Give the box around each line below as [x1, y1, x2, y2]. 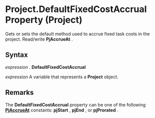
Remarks [5, 88, 34, 97]
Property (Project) [5, 14, 83, 26]
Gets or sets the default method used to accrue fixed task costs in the [5, 31, 150, 37]
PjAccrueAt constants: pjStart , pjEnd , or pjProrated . [5, 107, 119, 113]
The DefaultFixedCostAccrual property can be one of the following [5, 101, 146, 107]
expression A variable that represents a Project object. [5, 74, 119, 80]
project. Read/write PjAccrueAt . [5, 36, 73, 42]
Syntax [5, 51, 28, 59]
